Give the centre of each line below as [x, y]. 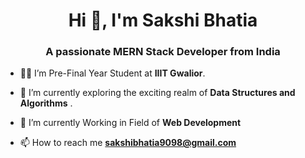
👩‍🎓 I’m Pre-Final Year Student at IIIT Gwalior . [112, 73]
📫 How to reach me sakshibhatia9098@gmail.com [128, 143]
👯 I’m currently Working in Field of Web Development [130, 123]
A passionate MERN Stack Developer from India [163, 52]
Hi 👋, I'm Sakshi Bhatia [163, 20]
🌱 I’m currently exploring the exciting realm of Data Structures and [157, 93]
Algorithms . [46, 103]
